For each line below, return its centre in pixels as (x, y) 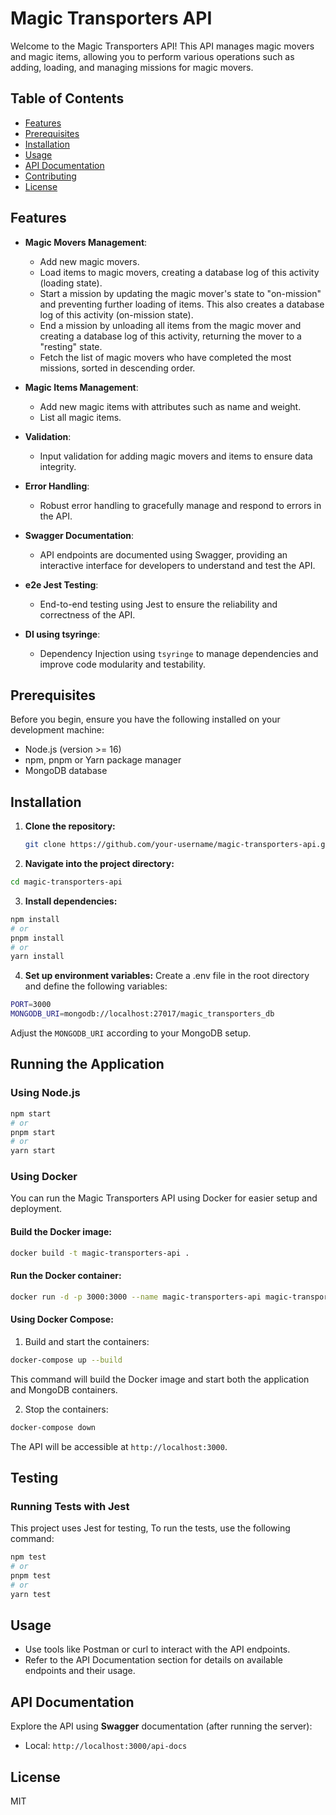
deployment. (36, 1209)
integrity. (58, 466)
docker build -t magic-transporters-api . (100, 1253)
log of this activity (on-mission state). (116, 314)
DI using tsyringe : (62, 634)
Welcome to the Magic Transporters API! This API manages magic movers (162, 46)
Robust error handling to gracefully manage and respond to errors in (180, 505)
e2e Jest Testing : (61, 584)
